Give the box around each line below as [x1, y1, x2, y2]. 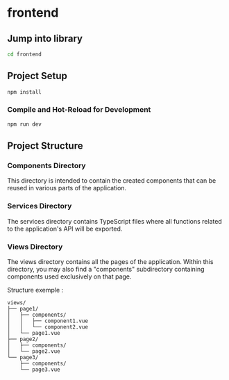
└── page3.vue [19, 366, 60, 373]
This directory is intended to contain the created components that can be [7, 176, 217, 185]
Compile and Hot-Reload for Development [7, 105, 151, 115]
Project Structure [7, 140, 83, 152]
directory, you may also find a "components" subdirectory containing [7, 265, 205, 274]
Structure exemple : [7, 286, 64, 295]
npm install [7, 88, 42, 95]
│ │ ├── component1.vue [7, 317, 89, 324]
